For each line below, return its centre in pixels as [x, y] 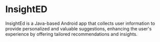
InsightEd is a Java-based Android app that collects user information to [80, 23]
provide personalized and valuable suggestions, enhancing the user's [78, 28]
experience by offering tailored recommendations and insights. [72, 34]
